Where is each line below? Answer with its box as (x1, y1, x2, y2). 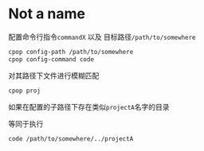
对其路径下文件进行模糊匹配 (8, 71, 100, 80)
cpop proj (8, 87, 41, 95)
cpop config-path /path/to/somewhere (8, 48, 134, 56)
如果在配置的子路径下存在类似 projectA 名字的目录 (8, 102, 170, 111)
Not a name (8, 5, 86, 23)
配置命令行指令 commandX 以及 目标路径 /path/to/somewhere (8, 32, 197, 41)
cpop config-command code (8, 55, 94, 64)
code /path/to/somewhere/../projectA (8, 134, 134, 143)
